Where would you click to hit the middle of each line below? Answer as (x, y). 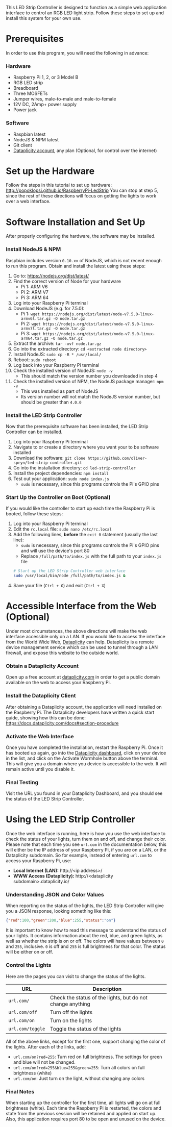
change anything (70, 1004)
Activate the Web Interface (40, 736)
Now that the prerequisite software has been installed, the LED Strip (77, 426)
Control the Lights (29, 965)
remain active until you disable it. (40, 769)
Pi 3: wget (31, 333)
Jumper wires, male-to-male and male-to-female (65, 99)
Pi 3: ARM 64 (35, 297)
